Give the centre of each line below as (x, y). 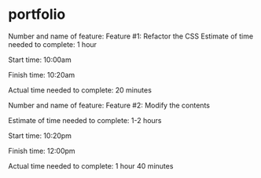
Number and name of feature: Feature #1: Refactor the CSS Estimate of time (131, 36)
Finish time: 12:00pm (42, 151)
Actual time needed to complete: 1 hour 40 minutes (91, 165)
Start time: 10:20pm (40, 136)
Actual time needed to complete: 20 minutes (80, 90)
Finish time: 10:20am (42, 74)
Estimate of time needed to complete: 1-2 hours (85, 120)
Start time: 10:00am (40, 60)
